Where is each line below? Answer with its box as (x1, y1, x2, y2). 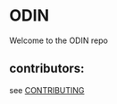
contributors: (9, 61, 85, 76)
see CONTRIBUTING (9, 84, 85, 95)
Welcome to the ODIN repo (9, 35, 109, 46)
